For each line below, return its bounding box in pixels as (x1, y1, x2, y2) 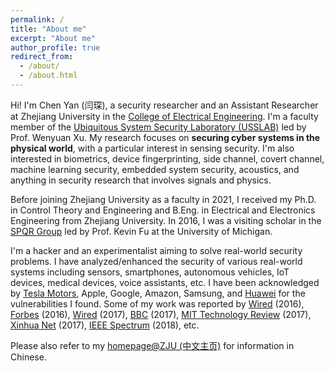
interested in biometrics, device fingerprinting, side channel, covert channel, (10, 152, 325, 165)
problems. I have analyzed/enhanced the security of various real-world (10, 255, 303, 267)
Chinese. (10, 351, 47, 363)
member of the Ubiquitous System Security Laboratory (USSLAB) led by (10, 121, 307, 133)
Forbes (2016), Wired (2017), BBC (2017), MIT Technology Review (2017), (10, 308, 312, 320)
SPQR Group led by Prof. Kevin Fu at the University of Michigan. (10, 225, 273, 237)
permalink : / (10, 14, 65, 25)
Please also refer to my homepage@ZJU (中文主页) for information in (10, 339, 295, 351)
